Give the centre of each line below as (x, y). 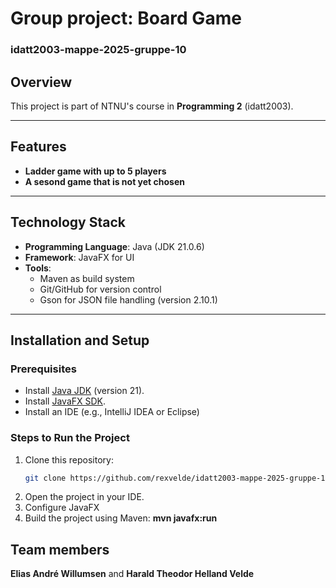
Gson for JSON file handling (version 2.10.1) (128, 299)
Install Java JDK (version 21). (84, 391)
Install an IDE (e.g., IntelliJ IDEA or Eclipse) (112, 412)
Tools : (38, 268)
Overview (41, 82)
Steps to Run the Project (70, 438)
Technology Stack (68, 222)
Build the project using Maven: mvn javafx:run (121, 518)
